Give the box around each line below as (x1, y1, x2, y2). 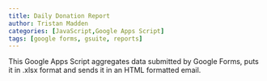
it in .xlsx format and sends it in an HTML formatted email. (8, 66, 201, 75)
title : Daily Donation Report (8, 11, 111, 20)
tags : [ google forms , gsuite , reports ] (8, 34, 143, 43)
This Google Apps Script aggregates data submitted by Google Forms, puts (8, 57, 259, 66)
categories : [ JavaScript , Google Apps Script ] (8, 27, 164, 35)
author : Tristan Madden (8, 19, 89, 28)
